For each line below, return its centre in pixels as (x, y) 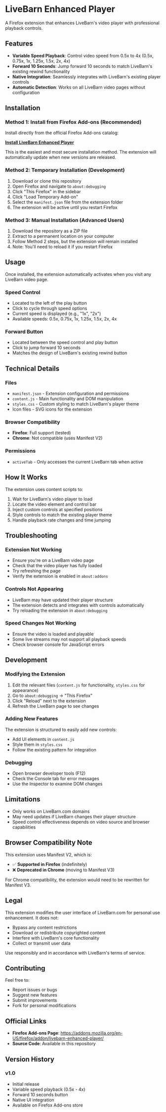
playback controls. (24, 28)
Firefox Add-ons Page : (36, 1033)
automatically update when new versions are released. (61, 158)
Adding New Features (32, 719)
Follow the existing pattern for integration (54, 749)
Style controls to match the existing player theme (62, 515)
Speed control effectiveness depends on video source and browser (81, 822)
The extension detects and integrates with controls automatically (78, 605)
